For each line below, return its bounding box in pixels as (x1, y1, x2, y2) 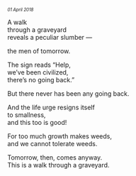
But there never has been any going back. (7, 89, 130, 98)
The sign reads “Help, (7, 60, 71, 69)
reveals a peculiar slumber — (7, 33, 93, 41)
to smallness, (7, 111, 46, 119)
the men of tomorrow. (7, 47, 71, 55)
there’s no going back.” (7, 76, 75, 84)
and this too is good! (7, 119, 67, 126)
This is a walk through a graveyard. (7, 161, 110, 169)
